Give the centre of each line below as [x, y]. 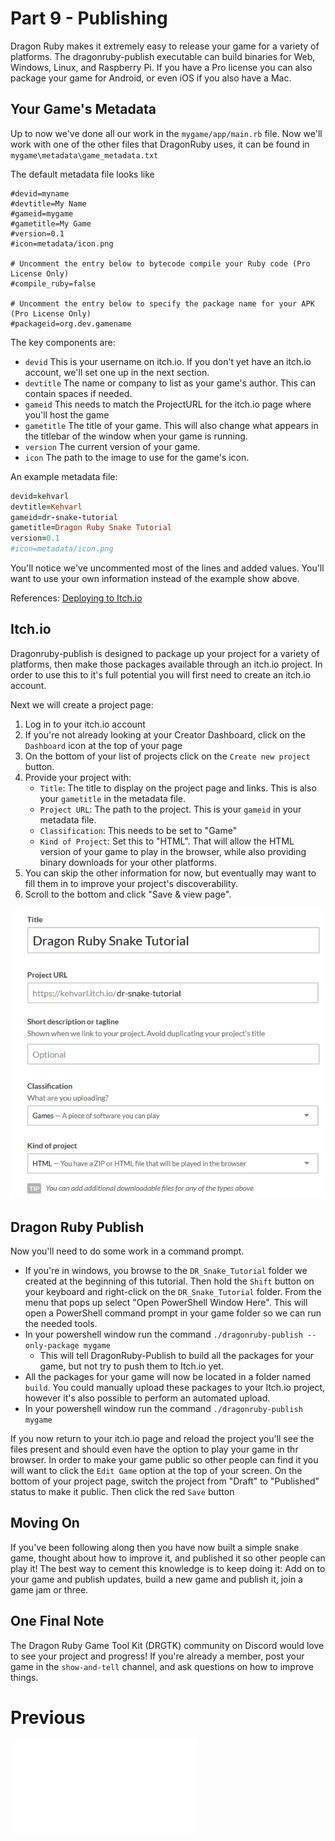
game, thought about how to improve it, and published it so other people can [168, 1558]
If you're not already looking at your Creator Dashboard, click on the [165, 734]
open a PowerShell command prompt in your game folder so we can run [173, 1313]
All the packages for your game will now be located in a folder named [167, 1376]
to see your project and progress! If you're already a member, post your [157, 1656]
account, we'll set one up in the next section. [117, 372]
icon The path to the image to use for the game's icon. [137, 457]
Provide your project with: [78, 777]
